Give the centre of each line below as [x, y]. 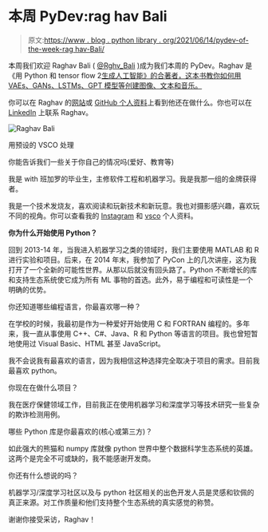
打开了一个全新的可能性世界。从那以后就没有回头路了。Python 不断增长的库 [133, 269]
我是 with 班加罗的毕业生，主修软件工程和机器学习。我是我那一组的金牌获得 [132, 179]
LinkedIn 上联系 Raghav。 [51, 112]
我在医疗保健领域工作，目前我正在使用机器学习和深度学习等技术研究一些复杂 [134, 404]
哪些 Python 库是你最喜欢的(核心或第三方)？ [81, 431]
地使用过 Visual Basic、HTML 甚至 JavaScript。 [87, 343]
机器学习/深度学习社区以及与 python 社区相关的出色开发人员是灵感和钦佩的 [131, 492]
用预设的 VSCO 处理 [41, 145]
